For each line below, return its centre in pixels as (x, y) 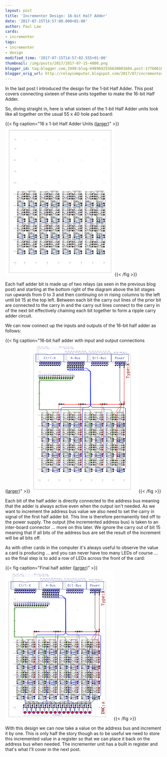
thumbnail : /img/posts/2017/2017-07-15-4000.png (56, 63)
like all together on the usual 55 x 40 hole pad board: (59, 114)
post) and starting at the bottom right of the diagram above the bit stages (80, 289)
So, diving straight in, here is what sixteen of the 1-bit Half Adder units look (82, 109)
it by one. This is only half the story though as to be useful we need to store (83, 734)
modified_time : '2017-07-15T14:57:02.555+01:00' (56, 58)
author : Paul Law (23, 26)
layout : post (19, 10)
